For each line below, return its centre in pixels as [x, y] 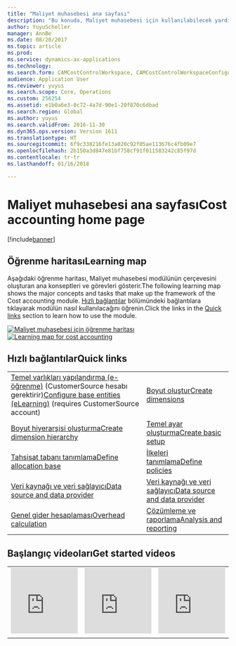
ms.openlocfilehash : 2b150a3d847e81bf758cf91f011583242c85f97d [102, 151]
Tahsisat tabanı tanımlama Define [65, 457]
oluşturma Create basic [184, 433]
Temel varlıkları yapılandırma [58, 378]
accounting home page [76, 219]
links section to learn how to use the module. [72, 315]
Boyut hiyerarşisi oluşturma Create [67, 428]
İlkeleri [157, 453]
